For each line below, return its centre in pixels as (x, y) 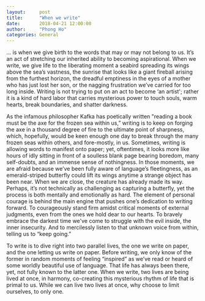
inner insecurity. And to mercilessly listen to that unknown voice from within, (102, 227)
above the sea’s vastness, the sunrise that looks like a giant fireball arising (99, 72)
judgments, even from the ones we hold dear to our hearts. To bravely (95, 214)
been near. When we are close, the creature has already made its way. (95, 182)
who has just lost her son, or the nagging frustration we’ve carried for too (99, 85)
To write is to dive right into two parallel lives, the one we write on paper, (98, 246)
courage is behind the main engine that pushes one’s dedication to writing (99, 201)
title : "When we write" (43, 18)
